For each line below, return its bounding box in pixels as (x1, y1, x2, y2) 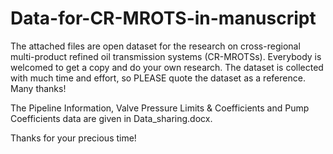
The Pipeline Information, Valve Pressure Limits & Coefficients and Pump (10, 102, 310, 114)
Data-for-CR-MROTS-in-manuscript (10, 7, 317, 30)
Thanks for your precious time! (10, 132, 137, 144)
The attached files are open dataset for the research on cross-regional (10, 40, 301, 52)
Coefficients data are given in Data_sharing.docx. (10, 112, 213, 124)
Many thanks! (10, 82, 67, 94)
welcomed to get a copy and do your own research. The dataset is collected (10, 61, 324, 73)
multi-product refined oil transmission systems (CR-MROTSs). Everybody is (10, 50, 322, 62)
